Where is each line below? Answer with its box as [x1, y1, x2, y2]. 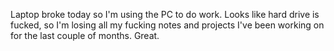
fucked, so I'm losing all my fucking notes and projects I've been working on [10, 19, 325, 31]
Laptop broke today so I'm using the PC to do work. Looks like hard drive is [10, 9, 320, 20]
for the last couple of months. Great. [10, 30, 160, 41]
